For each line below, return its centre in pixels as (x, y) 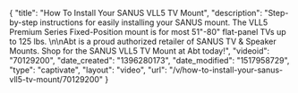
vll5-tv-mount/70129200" (56, 79)
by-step (24, 22)
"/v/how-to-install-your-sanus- (226, 70)
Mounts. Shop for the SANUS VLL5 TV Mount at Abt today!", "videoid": (140, 51)
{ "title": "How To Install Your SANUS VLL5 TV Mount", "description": (136, 13)
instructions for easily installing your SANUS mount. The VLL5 (154, 22)
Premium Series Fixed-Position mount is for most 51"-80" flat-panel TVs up (148, 32)
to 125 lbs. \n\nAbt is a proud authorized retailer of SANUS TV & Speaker (143, 41)
